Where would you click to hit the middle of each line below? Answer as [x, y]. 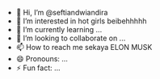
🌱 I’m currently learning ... [59, 29]
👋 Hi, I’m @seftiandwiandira [62, 12]
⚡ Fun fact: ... [38, 68]
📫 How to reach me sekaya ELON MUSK [84, 47]
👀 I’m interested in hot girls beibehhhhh [81, 21]
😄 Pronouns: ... [42, 59]
